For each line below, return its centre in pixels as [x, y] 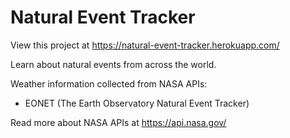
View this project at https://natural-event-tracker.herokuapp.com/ [145, 45]
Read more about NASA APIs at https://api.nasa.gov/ [118, 122]
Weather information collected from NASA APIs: [109, 83]
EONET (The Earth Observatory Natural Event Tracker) [137, 103]
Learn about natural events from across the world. [113, 64]
